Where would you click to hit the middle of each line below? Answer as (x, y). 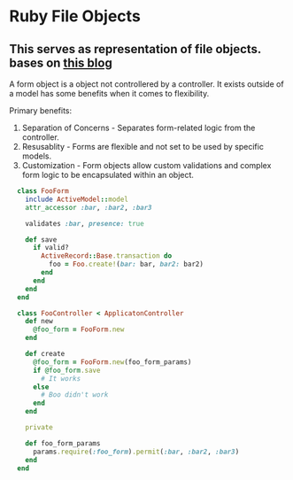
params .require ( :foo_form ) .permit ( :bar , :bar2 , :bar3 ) (136, 452)
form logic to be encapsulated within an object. (108, 175)
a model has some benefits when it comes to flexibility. (109, 93)
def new (39, 321)
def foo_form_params (63, 443)
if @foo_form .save (66, 370)
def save (41, 240)
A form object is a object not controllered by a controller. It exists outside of (147, 84)
